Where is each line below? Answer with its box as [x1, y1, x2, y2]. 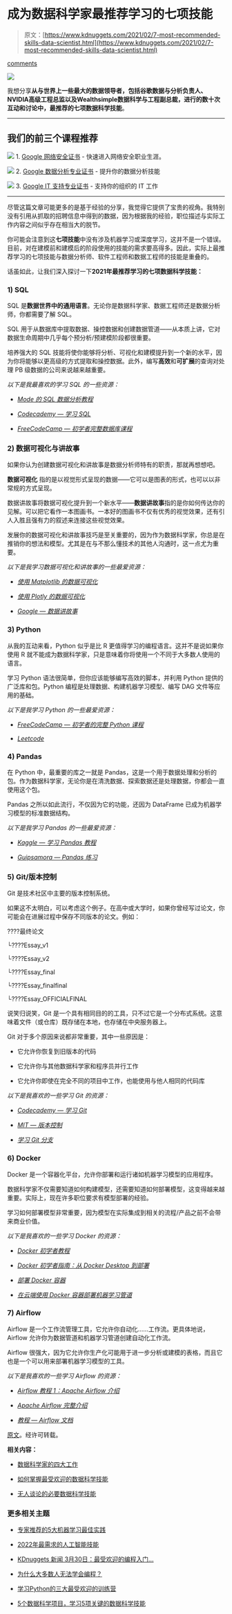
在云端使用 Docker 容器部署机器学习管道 [17, 1290, 133, 1299]
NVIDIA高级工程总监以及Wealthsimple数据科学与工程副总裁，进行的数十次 [7, 95, 221, 103]
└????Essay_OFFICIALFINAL [7, 995, 88, 1003]
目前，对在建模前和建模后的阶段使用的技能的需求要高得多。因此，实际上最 [7, 243, 219, 252]
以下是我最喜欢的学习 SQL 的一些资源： [7, 381, 119, 389]
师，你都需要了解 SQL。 [7, 310, 76, 319]
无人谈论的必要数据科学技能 [17, 1489, 97, 1498]
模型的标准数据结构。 [12, 808, 74, 817]
